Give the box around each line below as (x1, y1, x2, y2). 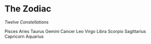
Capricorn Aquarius (4, 33, 44, 39)
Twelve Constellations (4, 19, 49, 25)
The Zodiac (4, 3, 51, 14)
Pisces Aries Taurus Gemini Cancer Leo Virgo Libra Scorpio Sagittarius (4, 28, 146, 34)
